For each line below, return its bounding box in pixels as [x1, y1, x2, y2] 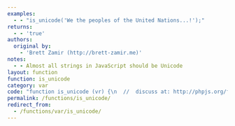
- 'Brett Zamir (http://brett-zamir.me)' [20, 50, 142, 57]
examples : [7, 10, 36, 17]
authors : [7, 36, 33, 43]
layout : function [7, 69, 58, 76]
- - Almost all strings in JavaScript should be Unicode [13, 62, 183, 69]
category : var [7, 82, 49, 89]
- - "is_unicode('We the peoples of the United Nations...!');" [13, 17, 205, 24]
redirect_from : [7, 101, 52, 108]
